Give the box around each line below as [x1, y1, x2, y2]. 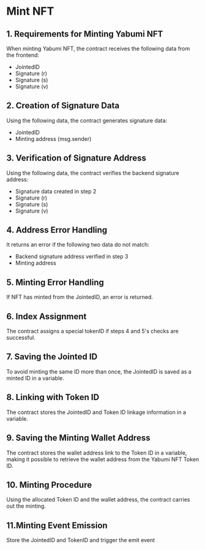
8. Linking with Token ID [6, 392, 100, 402]
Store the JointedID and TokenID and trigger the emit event [6, 537, 155, 544]
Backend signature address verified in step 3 [15, 253, 129, 260]
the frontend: [6, 51, 40, 59]
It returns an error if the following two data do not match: [6, 241, 150, 249]
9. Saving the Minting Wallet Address [6, 433, 151, 443]
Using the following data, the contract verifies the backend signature [6, 169, 179, 176]
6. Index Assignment [6, 311, 87, 322]
